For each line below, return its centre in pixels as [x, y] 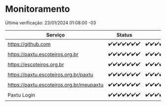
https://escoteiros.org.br [36, 65]
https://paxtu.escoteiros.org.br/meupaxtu [56, 85]
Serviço [56, 35]
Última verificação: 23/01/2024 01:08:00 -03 [51, 23]
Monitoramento [38, 9]
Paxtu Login [21, 95]
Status [124, 35]
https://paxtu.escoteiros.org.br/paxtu [51, 75]
